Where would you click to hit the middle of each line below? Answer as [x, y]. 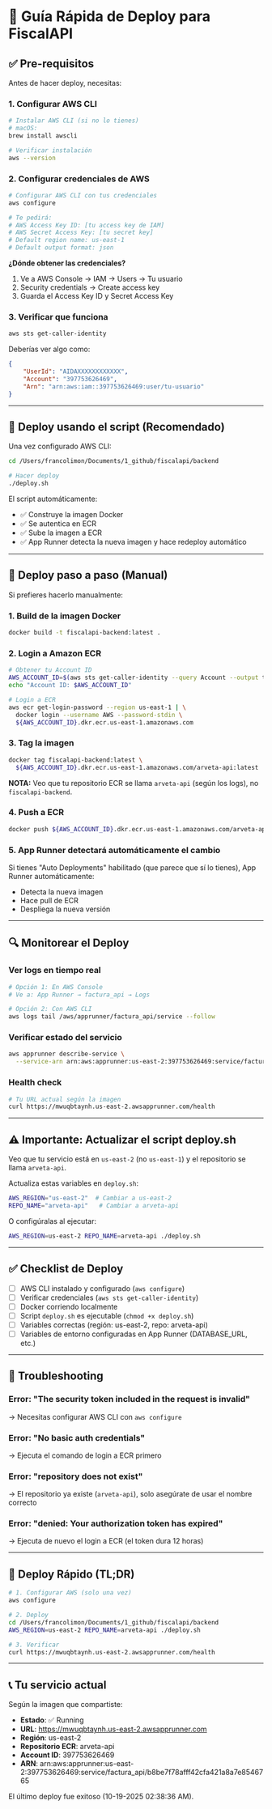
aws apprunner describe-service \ [67, 1054]
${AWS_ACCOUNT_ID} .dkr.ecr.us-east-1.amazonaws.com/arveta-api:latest [137, 767]
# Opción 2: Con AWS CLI [50, 1009]
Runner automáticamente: [51, 876]
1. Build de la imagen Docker [65, 616]
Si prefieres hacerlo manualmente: [66, 595]
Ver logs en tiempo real [55, 970]
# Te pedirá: [30, 218]
